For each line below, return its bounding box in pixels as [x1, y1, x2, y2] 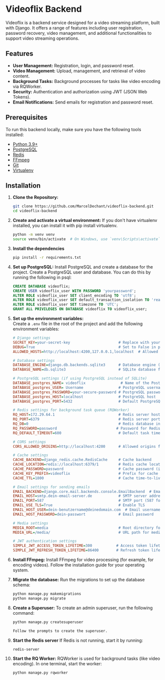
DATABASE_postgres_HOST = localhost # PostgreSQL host [12, 394, 156, 399]
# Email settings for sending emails [12, 485, 90, 490]
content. [12, 73, 30, 79]
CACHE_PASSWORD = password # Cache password [12, 466, 154, 471]
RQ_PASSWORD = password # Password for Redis [12, 426, 161, 431]
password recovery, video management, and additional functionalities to [5, 30, 152, 36]
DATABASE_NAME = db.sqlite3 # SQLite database [12, 367, 156, 372]
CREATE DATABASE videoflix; [12, 284, 70, 289]
